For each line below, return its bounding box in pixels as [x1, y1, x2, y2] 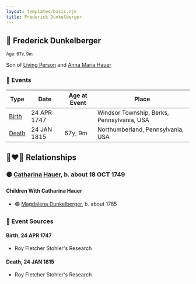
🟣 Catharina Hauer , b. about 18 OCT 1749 [6, 170, 125, 179]
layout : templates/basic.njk [6, 8, 77, 15]
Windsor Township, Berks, [97, 108, 169, 117]
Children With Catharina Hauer [6, 187, 83, 194]
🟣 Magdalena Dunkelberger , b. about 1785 [14, 200, 117, 208]
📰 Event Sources [6, 217, 54, 225]
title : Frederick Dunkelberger [6, 14, 82, 20]
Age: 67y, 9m [6, 51, 33, 57]
